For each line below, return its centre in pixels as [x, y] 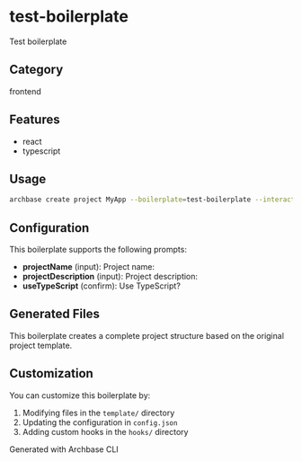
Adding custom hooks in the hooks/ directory [105, 431]
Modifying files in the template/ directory [98, 413]
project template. [41, 345]
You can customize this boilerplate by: [80, 395]
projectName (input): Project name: [89, 267]
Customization [52, 373]
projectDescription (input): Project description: [110, 277]
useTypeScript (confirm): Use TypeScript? [102, 286]
